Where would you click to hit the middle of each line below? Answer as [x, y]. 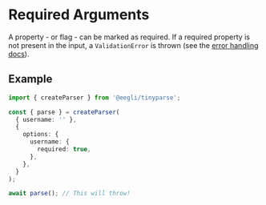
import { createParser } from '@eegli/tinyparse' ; [95, 98]
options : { [41, 135]
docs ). [19, 54]
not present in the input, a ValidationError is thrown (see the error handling [133, 45]
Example [30, 79]
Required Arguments [79, 15]
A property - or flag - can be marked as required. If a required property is [129, 37]
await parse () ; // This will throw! [69, 194]
